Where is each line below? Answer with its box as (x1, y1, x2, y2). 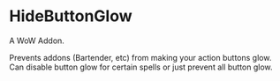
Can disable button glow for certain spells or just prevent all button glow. (9, 62, 273, 72)
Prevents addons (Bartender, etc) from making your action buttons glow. (9, 52, 272, 63)
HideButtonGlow (9, 6, 132, 26)
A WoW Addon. (9, 35, 64, 46)
